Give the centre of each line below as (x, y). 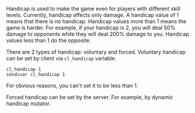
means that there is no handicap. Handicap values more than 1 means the (96, 21)
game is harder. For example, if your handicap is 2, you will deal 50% (91, 28)
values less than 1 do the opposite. (49, 40)
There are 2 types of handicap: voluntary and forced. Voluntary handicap (96, 52)
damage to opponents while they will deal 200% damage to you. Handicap (98, 34)
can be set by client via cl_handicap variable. (61, 58)
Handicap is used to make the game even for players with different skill (93, 9)
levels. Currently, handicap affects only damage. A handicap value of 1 (92, 15)
